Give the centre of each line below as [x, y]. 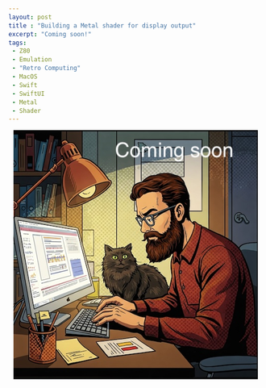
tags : [17, 43]
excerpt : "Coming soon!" [50, 34]
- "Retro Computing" [46, 69]
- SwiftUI [28, 94]
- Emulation [32, 60]
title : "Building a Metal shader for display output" [102, 25]
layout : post [30, 17]
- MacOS [25, 77]
